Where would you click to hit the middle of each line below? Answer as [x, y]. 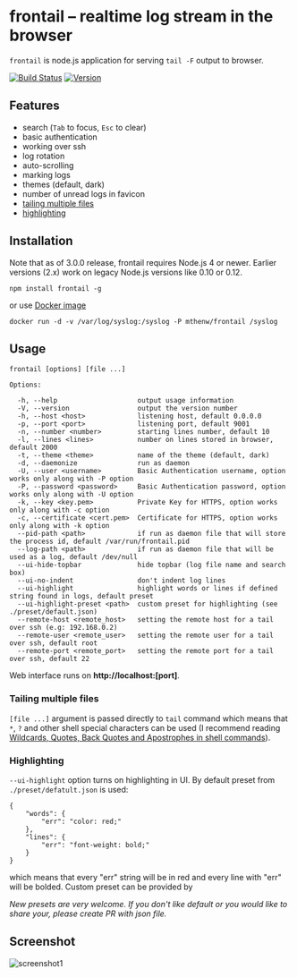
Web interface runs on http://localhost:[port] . [95, 675]
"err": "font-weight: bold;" [96, 845]
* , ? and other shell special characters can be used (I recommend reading [145, 727]
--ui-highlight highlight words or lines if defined [148, 589]
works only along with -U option [72, 495]
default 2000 [34, 448]
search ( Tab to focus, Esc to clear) [84, 127]
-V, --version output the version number [128, 409]
